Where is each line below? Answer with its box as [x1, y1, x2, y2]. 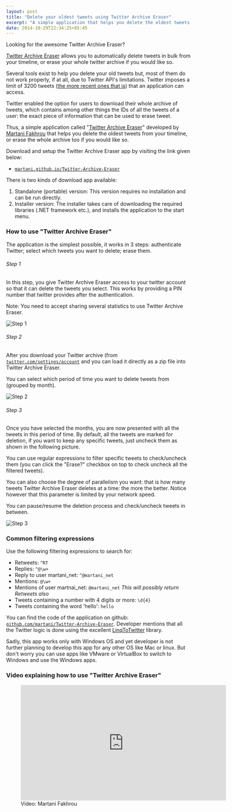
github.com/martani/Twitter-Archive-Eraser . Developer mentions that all [6, 620, 183, 627]
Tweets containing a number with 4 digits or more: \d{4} [14, 596, 151, 604]
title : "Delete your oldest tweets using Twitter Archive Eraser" [6, 14, 172, 20]
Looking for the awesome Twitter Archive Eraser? [6, 41, 125, 48]
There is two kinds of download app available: [6, 176, 117, 184]
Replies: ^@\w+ [14, 565, 49, 572]
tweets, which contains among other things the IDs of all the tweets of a [6, 106, 180, 113]
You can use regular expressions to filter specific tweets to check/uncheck [6, 455, 187, 462]
